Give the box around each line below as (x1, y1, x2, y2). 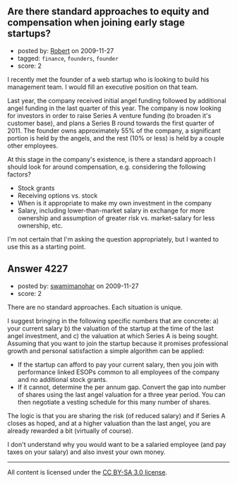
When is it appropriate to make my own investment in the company (17, 198, 212, 207)
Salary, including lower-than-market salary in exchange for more (17, 206, 205, 215)
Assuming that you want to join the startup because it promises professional (7, 339, 229, 347)
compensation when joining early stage (7, 17, 186, 29)
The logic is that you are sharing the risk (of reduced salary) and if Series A (7, 411, 226, 419)
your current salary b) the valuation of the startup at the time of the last (7, 324, 214, 333)
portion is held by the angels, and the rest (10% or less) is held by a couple (7, 133, 224, 142)
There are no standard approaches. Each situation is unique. (7, 303, 183, 311)
